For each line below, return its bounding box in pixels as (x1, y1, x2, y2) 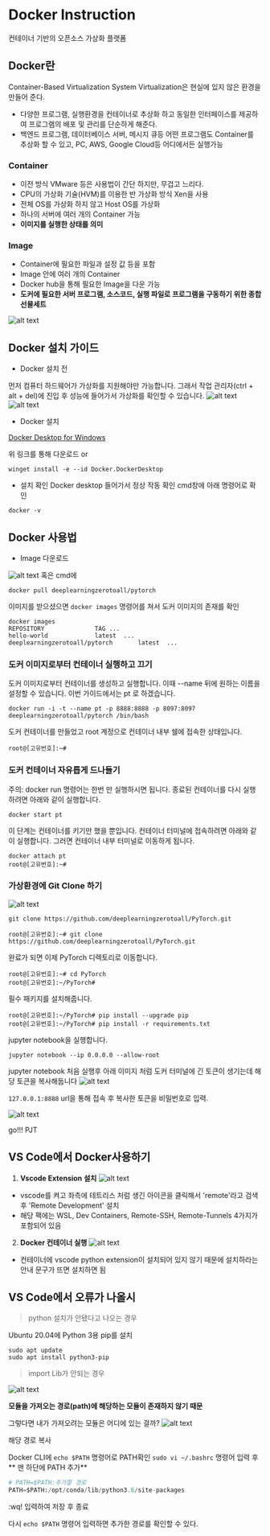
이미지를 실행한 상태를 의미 (19, 220, 104, 229)
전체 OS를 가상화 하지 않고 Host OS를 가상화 (19, 200, 161, 209)
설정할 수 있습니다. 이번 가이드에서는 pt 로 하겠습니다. (8, 689, 176, 698)
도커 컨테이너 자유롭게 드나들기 (8, 764, 121, 776)
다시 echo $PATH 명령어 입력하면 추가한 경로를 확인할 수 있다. (8, 1519, 198, 1529)
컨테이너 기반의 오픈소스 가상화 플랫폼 (8, 33, 127, 43)
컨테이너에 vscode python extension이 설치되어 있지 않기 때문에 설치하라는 (19, 1254, 259, 1264)
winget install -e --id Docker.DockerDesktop (8, 465, 163, 474)
